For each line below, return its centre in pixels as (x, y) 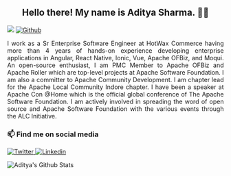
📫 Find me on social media (53, 134)
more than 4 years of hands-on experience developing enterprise (115, 50)
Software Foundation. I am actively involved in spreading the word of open (115, 101)
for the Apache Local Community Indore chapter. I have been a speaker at (115, 87)
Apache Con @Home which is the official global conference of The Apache (115, 94)
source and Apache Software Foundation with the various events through (115, 109)
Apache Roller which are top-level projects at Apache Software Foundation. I (115, 72)
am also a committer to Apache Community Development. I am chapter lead (115, 79)
